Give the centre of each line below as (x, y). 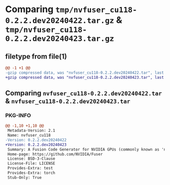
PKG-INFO (18, 115)
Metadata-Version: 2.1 (31, 131)
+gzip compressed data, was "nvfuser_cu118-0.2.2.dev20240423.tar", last (85, 77)
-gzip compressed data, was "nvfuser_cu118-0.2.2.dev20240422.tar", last (85, 73)
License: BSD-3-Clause (31, 159)
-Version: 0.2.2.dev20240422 (36, 140)
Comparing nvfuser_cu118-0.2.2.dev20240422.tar (83, 93)
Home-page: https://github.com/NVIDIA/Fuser (55, 154)
